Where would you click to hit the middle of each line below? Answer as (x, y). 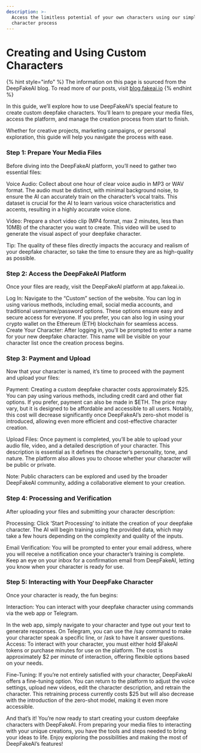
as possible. (21, 258)
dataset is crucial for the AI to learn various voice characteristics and (91, 203)
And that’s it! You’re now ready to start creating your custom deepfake (93, 718)
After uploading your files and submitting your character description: (91, 511)
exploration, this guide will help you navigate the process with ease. (90, 137)
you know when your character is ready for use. (65, 566)
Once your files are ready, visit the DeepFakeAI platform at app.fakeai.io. (95, 286)
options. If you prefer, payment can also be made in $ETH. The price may (97, 402)
